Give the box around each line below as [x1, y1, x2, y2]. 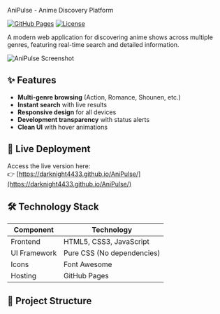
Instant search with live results [17, 100, 107, 109]
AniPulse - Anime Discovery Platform [7, 6, 114, 14]
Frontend [10, 237, 41, 247]
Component [13, 225, 54, 235]
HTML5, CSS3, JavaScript [64, 237, 150, 247]
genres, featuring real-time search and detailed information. [7, 41, 179, 48]
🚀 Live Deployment [7, 143, 91, 155]
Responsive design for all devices [17, 108, 117, 116]
